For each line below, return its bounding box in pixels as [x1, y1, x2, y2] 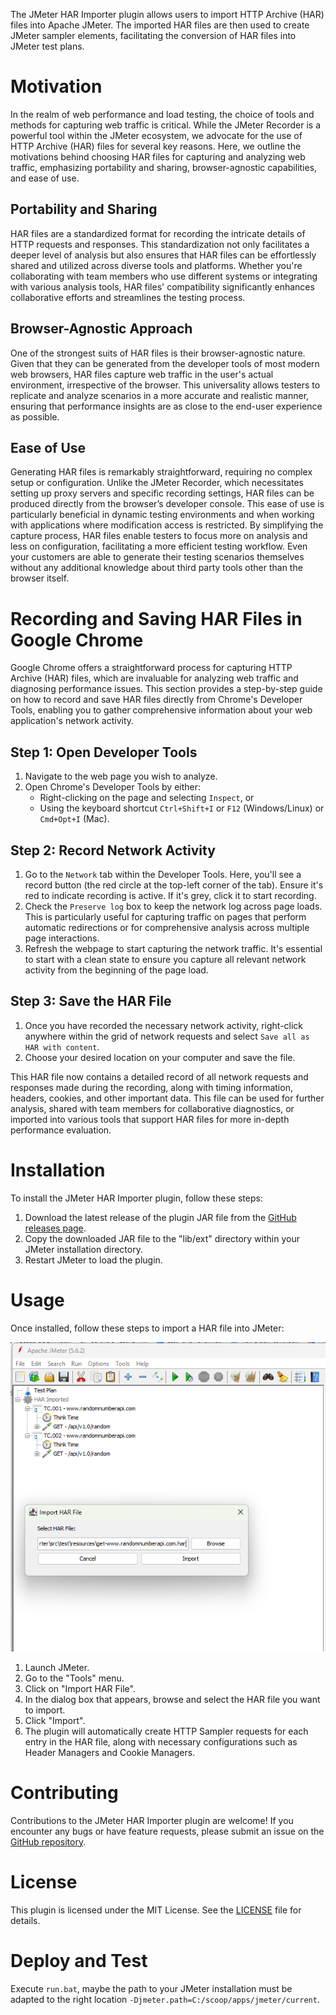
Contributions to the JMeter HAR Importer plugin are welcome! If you [10, 1814, 294, 1826]
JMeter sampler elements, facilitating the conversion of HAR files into [10, 30, 297, 41]
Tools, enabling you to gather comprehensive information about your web [10, 704, 313, 716]
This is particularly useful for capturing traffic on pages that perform [24, 910, 307, 923]
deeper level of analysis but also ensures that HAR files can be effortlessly [10, 249, 317, 261]
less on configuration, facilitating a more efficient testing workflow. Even [10, 540, 308, 553]
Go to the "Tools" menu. [24, 1672, 125, 1684]
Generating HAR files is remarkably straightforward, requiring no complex [10, 466, 313, 478]
